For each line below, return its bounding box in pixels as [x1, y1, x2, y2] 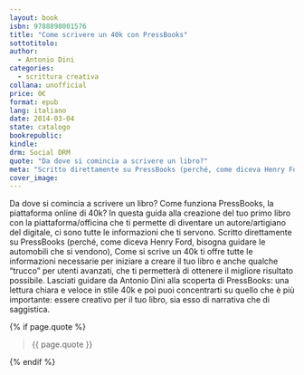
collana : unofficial [9, 81, 88, 90]
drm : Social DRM [9, 148, 71, 157]
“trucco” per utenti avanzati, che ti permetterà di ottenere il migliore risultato [9, 265, 294, 276]
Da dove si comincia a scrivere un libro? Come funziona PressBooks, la [9, 198, 274, 209]
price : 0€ [9, 89, 47, 98]
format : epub [9, 97, 59, 107]
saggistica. [9, 304, 51, 315]
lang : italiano [9, 106, 67, 115]
